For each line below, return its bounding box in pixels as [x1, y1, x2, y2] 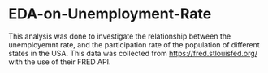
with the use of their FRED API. [8, 57, 111, 67]
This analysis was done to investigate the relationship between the [8, 31, 231, 41]
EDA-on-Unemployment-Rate [8, 5, 212, 23]
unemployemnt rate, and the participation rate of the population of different [8, 39, 260, 49]
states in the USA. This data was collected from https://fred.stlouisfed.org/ [8, 48, 258, 58]
